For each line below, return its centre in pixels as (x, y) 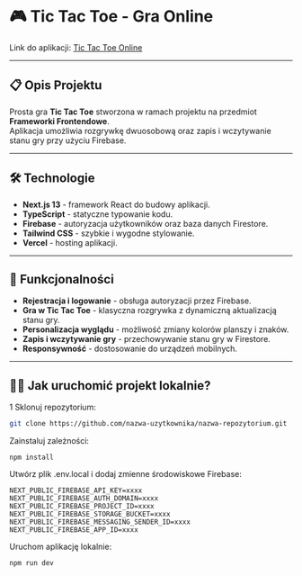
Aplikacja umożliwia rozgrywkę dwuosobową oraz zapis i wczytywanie (140, 130)
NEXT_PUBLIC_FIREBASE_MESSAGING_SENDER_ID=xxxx (100, 522)
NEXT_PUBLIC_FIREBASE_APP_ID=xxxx (74, 530)
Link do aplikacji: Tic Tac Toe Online (76, 47)
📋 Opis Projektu (56, 85)
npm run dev (31, 563)
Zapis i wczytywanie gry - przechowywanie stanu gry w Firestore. (147, 339)
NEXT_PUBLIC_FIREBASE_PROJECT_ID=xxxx (82, 507)
